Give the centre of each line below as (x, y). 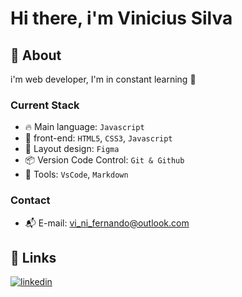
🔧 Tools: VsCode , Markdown (76, 174)
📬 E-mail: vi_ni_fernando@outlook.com (107, 223)
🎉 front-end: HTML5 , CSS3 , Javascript (98, 138)
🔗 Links (33, 257)
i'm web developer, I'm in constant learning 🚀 (103, 79)
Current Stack (45, 105)
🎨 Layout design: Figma (72, 149)
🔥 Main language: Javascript (84, 127)
